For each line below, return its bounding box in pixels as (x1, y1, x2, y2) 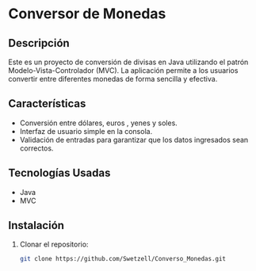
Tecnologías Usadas (8, 166, 111, 180)
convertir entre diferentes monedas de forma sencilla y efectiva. (8, 74, 218, 83)
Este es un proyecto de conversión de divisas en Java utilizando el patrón (8, 57, 249, 67)
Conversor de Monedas (8, 5, 166, 23)
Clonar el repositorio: (19, 239, 89, 250)
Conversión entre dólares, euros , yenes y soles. (19, 118, 178, 128)
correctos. (19, 143, 54, 153)
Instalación (8, 219, 65, 232)
